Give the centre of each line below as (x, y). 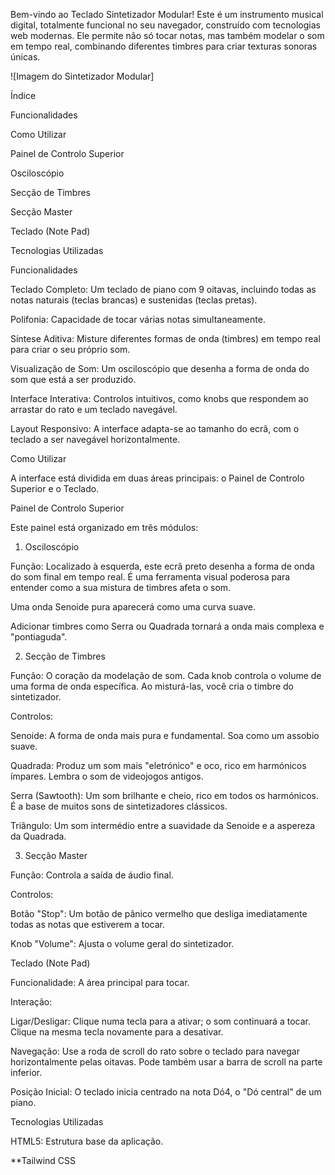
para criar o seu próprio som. (70, 349)
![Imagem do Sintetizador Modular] (82, 76)
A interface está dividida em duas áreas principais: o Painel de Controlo (157, 478)
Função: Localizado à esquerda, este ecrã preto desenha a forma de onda (162, 566)
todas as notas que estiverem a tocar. (87, 924)
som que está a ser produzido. (73, 379)
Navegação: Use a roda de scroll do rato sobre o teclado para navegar (155, 1051)
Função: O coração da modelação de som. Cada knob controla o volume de (166, 675)
